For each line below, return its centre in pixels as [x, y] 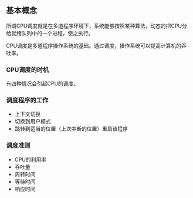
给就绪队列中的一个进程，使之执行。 [50, 33]
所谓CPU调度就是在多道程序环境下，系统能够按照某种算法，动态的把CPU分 [97, 26]
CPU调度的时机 [28, 69]
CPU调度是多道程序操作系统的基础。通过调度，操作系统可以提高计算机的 [94, 45]
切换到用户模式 [33, 122]
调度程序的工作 [27, 100]
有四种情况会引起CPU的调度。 [43, 83]
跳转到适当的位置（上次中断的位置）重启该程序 [71, 129]
